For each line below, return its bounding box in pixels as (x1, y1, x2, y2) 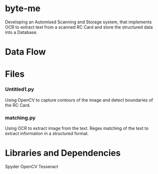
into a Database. (5, 29, 38, 35)
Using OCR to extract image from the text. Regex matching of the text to (5, 125, 149, 131)
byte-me (5, 3, 41, 14)
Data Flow (5, 47, 46, 57)
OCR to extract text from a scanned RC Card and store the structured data (5, 24, 153, 30)
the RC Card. (5, 102, 31, 108)
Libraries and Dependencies (5, 148, 121, 158)
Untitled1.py (5, 86, 34, 93)
